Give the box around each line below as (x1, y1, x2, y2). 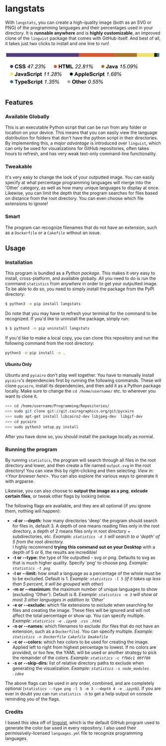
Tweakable (5, 163, 32, 170)
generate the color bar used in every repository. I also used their (5, 725, 137, 731)
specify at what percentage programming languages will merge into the (5, 180, 151, 186)
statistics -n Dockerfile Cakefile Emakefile (12, 634, 108, 639)
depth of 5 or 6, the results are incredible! (12, 549, 98, 555)
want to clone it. (5, 393, 38, 400)
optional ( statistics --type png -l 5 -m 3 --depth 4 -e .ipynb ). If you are (5, 685, 161, 691)
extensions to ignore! (5, 201, 49, 206)
